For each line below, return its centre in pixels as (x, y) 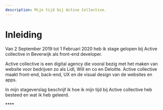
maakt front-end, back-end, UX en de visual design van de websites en (79, 74)
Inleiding (24, 34)
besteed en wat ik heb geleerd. (37, 95)
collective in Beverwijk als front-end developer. (54, 54)
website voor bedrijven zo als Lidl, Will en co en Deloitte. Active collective (81, 69)
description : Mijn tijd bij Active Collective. (56, 10)
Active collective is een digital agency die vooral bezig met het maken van (81, 64)
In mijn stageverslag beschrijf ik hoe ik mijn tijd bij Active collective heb (79, 89)
